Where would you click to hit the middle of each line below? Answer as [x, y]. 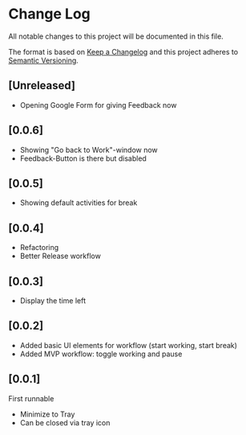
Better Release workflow [60, 256]
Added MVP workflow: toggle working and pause [101, 354]
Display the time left [53, 301]
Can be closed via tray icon [65, 422]
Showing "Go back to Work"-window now [89, 150]
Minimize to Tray [47, 414]
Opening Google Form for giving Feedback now [98, 105]
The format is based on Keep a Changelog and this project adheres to [123, 51]
